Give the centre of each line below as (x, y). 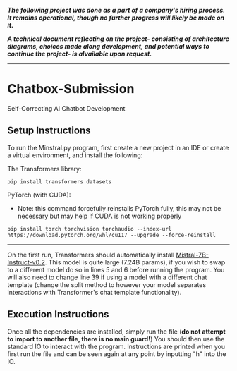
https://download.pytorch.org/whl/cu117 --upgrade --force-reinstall (112, 235)
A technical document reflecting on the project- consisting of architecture (119, 39)
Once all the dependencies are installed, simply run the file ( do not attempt (116, 332)
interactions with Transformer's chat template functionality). (95, 292)
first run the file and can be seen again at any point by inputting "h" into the (117, 354)
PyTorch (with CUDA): (39, 195)
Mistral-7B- (193, 255)
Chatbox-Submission (71, 89)
